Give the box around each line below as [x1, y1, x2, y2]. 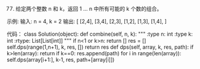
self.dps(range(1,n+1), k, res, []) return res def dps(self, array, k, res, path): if [7, 43, 194, 51]
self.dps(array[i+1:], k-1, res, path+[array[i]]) [7, 56, 115, 63]
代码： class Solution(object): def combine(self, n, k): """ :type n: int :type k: [7, 30, 193, 37]
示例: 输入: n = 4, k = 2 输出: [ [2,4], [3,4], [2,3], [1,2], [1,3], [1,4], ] [7, 18, 167, 25]
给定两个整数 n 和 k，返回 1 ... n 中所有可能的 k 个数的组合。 [15, 5, 162, 12]
